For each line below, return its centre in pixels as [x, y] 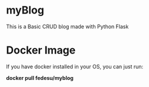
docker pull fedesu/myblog [40, 78]
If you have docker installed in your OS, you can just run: [75, 66]
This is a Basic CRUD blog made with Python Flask [67, 26]
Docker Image [41, 50]
